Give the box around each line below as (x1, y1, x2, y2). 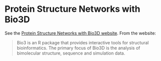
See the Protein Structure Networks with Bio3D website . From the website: (4, 30, 156, 36)
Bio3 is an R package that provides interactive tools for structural (16, 39, 149, 45)
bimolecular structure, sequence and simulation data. (16, 50, 125, 56)
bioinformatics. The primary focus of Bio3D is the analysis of (16, 45, 140, 51)
